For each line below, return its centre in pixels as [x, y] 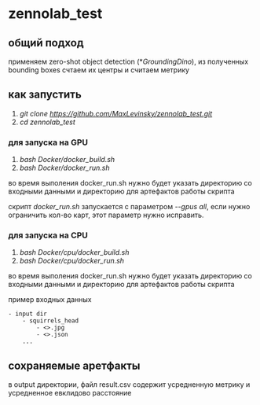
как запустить [45, 95]
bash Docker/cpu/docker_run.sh [71, 261]
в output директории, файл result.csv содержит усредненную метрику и [129, 385]
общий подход [46, 43]
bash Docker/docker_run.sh [64, 168]
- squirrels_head [51, 321]
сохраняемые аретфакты [74, 365]
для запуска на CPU [48, 235]
